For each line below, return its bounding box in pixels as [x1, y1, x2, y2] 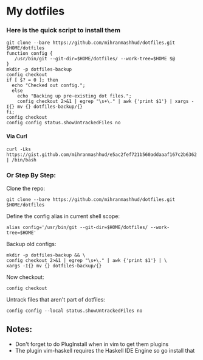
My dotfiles [6, 4, 65, 18]
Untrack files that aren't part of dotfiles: [6, 295, 105, 303]
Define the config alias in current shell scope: [6, 212, 120, 220]
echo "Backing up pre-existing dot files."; [17, 93, 132, 99]
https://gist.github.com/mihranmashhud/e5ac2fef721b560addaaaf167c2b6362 [6, 151, 198, 158]
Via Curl [6, 133, 27, 140]
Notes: [6, 324, 32, 334]
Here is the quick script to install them [6, 26, 120, 35]
